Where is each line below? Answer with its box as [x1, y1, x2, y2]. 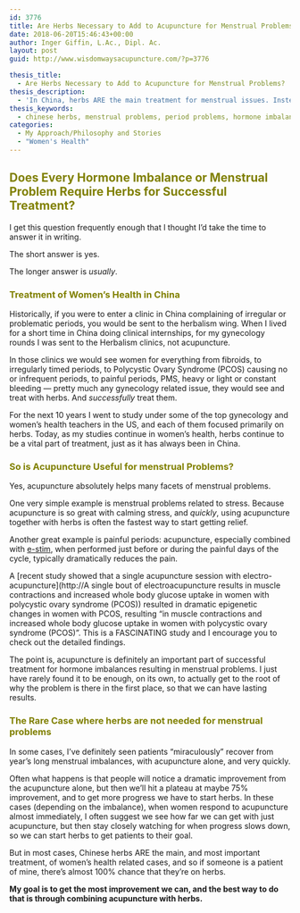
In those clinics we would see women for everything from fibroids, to [9, 354, 262, 364]
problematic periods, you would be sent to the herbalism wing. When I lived [9, 318, 287, 329]
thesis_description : [9, 87, 87, 96]
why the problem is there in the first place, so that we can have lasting [9, 683, 268, 693]
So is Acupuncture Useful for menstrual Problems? [9, 460, 235, 473]
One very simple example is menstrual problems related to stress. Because [9, 498, 285, 509]
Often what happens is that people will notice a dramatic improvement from [9, 773, 287, 783]
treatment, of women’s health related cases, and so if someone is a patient [9, 857, 284, 867]
